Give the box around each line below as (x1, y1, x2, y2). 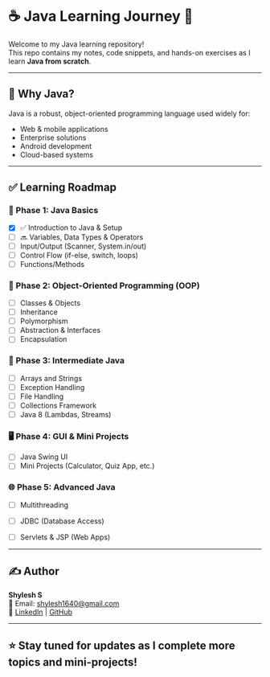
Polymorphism (19, 316, 68, 326)
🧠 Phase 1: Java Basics (8, 205, 99, 216)
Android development (19, 141, 92, 150)
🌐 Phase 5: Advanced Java (8, 482, 116, 493)
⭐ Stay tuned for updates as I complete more (8, 639, 235, 653)
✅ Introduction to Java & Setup (19, 223, 123, 232)
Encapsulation (19, 334, 67, 344)
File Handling (19, 392, 64, 401)
